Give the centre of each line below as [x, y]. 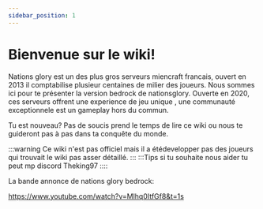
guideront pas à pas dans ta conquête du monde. [88, 133]
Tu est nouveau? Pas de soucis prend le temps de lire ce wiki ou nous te [126, 125]
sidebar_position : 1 [42, 15]
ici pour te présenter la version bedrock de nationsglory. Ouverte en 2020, [129, 93]
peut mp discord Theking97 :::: [58, 166]
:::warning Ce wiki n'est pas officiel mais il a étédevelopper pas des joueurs [131, 149]
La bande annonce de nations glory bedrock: [81, 181]
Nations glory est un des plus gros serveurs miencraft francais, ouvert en [127, 77]
